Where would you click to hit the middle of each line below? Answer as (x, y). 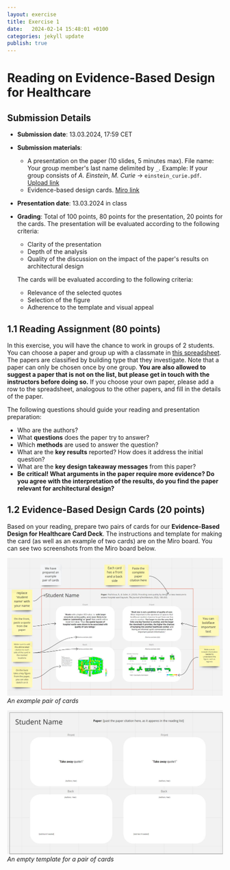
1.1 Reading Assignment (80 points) (84, 329)
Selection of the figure (59, 300)
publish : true (27, 43)
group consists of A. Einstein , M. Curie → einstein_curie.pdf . (114, 175)
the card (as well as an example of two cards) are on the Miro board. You (110, 540)
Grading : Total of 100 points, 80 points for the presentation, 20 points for (120, 216)
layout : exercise (32, 14)
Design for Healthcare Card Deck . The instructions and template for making (115, 534)
